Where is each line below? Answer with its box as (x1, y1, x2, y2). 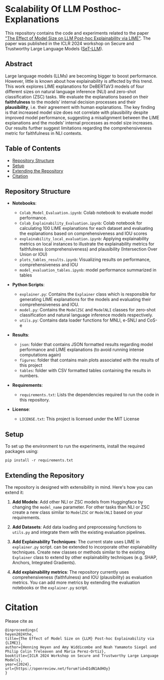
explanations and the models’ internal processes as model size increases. (5, 120, 154, 126)
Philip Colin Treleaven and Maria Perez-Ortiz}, (5, 649, 106, 654)
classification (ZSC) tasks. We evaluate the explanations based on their (5, 94, 148, 100)
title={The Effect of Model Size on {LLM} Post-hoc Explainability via (5, 636, 154, 641)
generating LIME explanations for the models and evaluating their (19, 297, 151, 302)
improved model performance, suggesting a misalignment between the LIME (5, 114, 160, 121)
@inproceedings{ (5, 628, 38, 632)
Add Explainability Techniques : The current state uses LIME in (12, 539, 140, 545)
